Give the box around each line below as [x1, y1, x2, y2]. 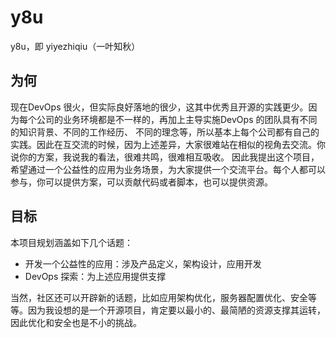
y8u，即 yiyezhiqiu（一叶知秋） [10, 40, 141, 52]
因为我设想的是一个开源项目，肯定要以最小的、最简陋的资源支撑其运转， [27, 304, 326, 316]
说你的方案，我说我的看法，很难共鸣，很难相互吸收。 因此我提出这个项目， [10, 151, 320, 163]
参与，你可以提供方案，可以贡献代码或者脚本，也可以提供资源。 [10, 176, 273, 188]
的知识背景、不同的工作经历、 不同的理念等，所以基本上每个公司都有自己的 [10, 126, 320, 138]
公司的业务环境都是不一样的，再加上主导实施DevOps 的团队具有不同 [36, 113, 318, 125]
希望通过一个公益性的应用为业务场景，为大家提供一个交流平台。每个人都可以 [10, 163, 326, 175]
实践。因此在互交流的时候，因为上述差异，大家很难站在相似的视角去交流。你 [10, 138, 326, 150]
